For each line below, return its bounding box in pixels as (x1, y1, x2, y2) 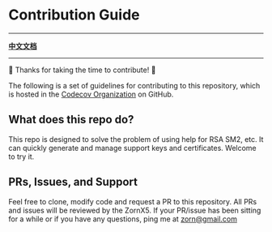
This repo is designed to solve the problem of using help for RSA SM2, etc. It (8, 134, 264, 144)
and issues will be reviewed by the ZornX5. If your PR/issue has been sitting (8, 205, 261, 215)
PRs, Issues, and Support (8, 175, 138, 189)
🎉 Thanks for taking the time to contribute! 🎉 (8, 65, 156, 75)
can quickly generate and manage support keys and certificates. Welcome (8, 143, 257, 153)
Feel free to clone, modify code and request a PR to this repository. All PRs (8, 196, 257, 206)
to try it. (8, 152, 35, 161)
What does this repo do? (8, 113, 134, 127)
